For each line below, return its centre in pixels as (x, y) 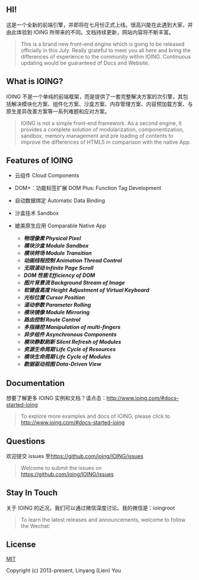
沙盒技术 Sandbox (37, 213)
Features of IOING (40, 161)
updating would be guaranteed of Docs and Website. (85, 63)
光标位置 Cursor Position (54, 298)
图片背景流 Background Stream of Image (74, 283)
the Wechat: (35, 526)
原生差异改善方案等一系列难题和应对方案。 (58, 111)
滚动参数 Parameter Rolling (57, 305)
